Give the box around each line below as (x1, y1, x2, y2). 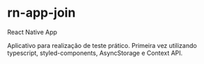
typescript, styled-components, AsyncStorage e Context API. (7, 49, 183, 57)
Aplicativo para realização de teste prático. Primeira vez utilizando (7, 41, 197, 49)
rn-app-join (7, 5, 76, 21)
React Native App (7, 28, 58, 36)
